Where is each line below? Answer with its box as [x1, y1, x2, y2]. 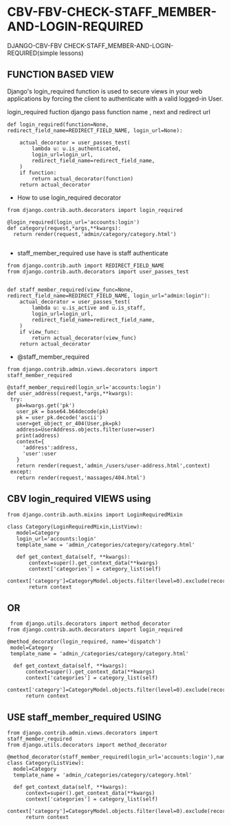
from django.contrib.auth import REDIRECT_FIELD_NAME [7, 262, 165, 269]
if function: [19, 169, 57, 176]
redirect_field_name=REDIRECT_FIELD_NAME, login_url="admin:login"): [7, 292, 211, 299]
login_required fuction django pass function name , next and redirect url [7, 107, 211, 116]
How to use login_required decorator [16, 193, 122, 202]
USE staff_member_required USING [7, 711, 162, 723]
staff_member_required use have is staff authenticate [16, 248, 168, 257]
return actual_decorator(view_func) [32, 335, 137, 341]
